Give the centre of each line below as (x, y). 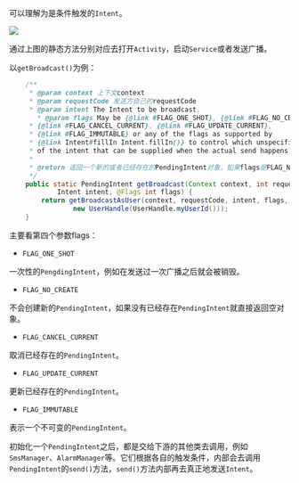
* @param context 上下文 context (87, 93)
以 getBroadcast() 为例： (53, 68)
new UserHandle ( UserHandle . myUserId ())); (150, 209)
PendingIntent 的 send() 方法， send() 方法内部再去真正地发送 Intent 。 (133, 468)
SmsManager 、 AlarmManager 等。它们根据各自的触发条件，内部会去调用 (135, 457)
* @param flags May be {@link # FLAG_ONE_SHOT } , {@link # (145, 118)
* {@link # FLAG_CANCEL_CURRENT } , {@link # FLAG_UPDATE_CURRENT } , (151, 126)
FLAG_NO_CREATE (50, 290)
